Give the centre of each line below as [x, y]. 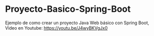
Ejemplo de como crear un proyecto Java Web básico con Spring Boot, [77, 23]
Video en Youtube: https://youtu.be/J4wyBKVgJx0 [56, 28]
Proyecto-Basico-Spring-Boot [68, 9]
